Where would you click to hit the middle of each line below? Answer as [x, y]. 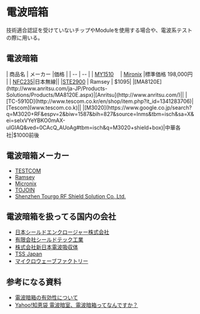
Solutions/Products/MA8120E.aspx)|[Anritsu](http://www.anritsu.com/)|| [95, 94]
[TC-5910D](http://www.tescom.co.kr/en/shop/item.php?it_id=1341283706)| [100, 101]
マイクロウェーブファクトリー [51, 261]
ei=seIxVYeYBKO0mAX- [36, 120]
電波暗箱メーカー [38, 156]
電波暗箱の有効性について [46, 298]
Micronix [26, 183]
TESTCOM [28, 171]
